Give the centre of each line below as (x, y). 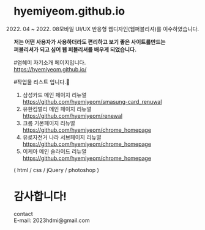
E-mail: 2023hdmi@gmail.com (52, 220)
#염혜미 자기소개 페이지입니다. (50, 62)
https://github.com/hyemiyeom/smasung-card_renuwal (92, 101)
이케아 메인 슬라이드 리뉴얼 (54, 151)
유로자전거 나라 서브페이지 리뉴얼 (62, 137)
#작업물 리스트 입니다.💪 (42, 82)
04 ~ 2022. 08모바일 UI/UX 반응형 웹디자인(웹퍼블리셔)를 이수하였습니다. (111, 29)
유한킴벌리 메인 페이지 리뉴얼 (57, 109)
